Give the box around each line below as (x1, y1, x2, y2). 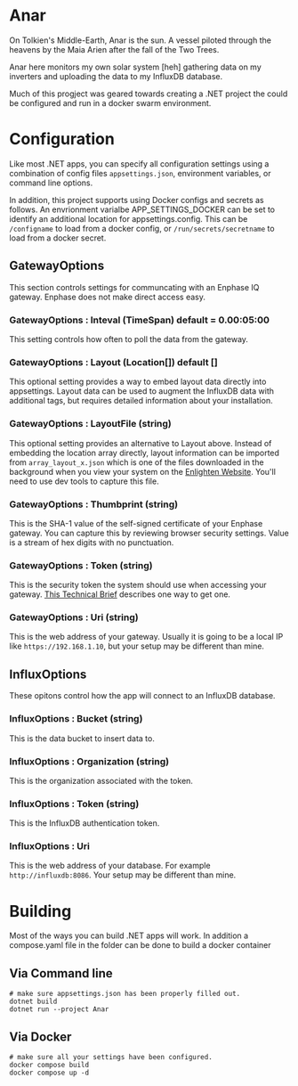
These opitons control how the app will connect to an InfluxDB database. (9, 690, 276, 701)
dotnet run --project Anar (9, 1005, 109, 1014)
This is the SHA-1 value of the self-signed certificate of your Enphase (9, 518, 263, 528)
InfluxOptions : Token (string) (9, 797, 140, 810)
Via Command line (9, 966, 113, 981)
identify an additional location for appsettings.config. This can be (9, 213, 248, 224)
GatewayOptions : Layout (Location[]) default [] (9, 355, 218, 368)
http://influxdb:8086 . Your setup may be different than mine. (9, 870, 237, 880)
